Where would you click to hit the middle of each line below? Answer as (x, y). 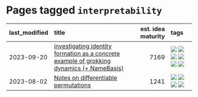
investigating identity (83, 46)
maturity (153, 36)
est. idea (153, 29)
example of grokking (82, 61)
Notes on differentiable (86, 78)
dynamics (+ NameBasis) (89, 68)
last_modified (29, 32)
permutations (72, 85)
